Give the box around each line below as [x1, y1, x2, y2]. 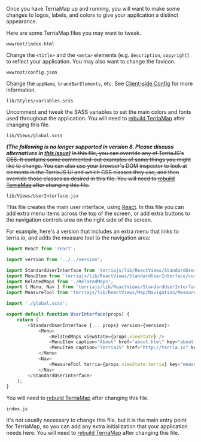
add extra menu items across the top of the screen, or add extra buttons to [6, 210, 190, 217]
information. [6, 86, 36, 93]
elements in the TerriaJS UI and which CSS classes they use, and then [6, 169, 179, 175]
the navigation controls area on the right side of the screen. [6, 216, 153, 223]
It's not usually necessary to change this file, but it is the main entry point [6, 416, 187, 424]
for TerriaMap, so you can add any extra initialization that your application [6, 423, 188, 430]
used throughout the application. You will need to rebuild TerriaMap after [6, 115, 185, 122]
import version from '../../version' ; [6, 256, 103, 262]
